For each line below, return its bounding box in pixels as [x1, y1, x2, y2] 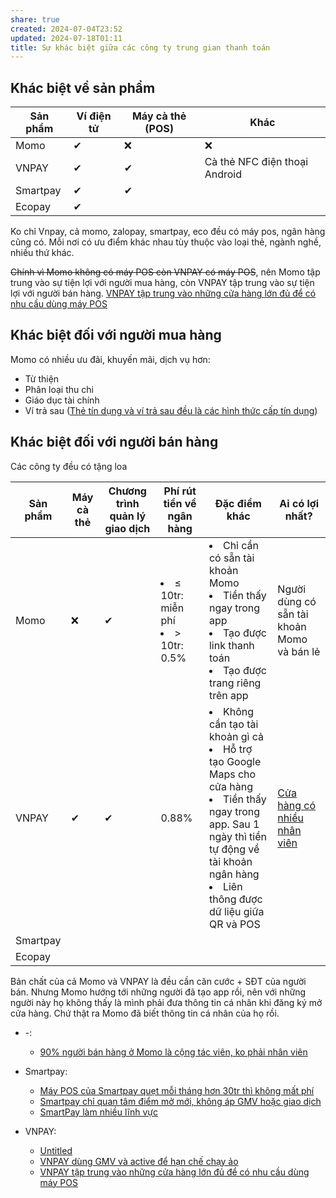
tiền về [163, 496, 197, 510]
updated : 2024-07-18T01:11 [10, 33, 123, 43]
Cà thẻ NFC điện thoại [204, 155, 309, 169]
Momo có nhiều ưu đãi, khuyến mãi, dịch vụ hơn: [10, 353, 211, 365]
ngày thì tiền [208, 829, 267, 843]
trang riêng [208, 676, 262, 690]
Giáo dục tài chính [24, 394, 100, 406]
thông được [208, 892, 263, 906]
